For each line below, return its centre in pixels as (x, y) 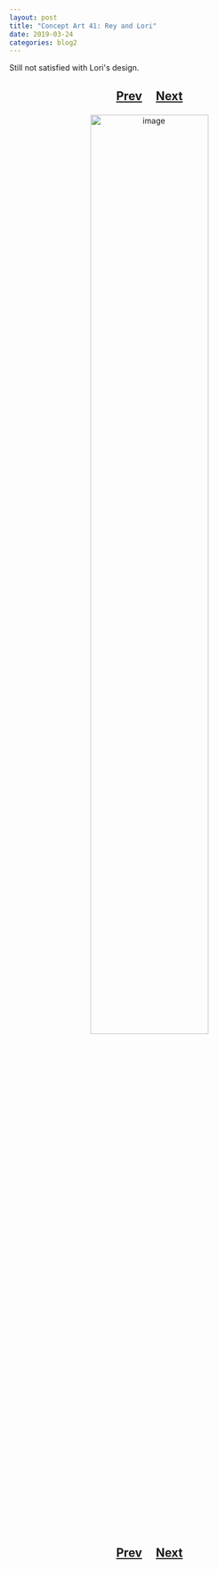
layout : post (33, 17)
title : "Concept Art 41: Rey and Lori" (83, 26)
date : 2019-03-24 (41, 34)
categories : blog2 (43, 42)
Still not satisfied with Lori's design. (74, 68)
